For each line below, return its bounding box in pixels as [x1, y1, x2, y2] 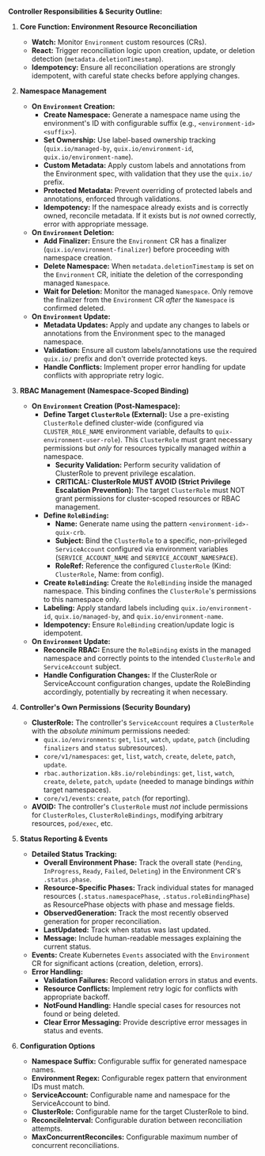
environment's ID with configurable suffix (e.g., [43, 119, 197, 127]
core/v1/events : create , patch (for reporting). [43, 794, 191, 802]
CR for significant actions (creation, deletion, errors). [31, 959, 203, 968]
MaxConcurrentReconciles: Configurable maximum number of [31, 1132, 239, 1142]
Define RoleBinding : [43, 510, 109, 520]
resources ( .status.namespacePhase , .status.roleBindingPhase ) [43, 892, 251, 900]
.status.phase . [43, 874, 93, 884]
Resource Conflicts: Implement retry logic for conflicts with [43, 984, 239, 993]
